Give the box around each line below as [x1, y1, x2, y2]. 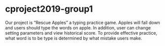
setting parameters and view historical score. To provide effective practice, [5, 30, 158, 36]
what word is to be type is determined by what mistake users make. [5, 35, 142, 41]
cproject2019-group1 [5, 3, 93, 15]
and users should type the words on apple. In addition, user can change [5, 24, 151, 30]
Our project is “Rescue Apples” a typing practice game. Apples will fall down [5, 20, 160, 25]
